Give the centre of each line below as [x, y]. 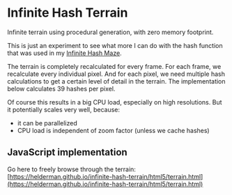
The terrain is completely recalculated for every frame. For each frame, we [114, 66]
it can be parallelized [47, 123]
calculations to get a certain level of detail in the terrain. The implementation [116, 81]
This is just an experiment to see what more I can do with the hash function [115, 45]
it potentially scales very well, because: [64, 109]
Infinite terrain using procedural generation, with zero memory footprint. [110, 32]
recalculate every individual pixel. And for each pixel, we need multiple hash [116, 74]
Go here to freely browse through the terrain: [71, 169]
